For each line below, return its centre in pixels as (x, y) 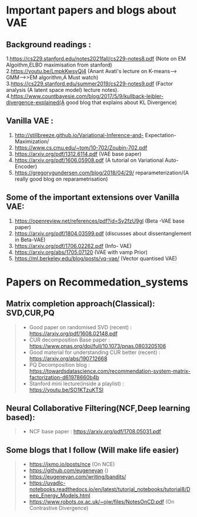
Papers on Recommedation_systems (97, 282)
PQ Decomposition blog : (59, 364)
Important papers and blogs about (91, 10)
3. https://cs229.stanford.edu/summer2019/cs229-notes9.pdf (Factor (90, 84)
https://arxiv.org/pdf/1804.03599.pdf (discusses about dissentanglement (103, 233)
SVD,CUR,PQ (30, 313)
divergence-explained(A (35, 102)
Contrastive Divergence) (59, 508)
